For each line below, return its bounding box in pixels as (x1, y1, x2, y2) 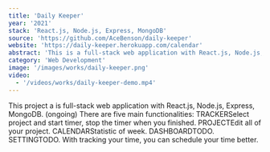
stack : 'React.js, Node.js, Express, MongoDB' (8, 26, 167, 34)
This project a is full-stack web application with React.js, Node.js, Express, (8, 101, 256, 110)
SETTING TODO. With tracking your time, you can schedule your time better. (8, 134, 259, 144)
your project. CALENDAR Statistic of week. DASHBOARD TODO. (8, 126, 215, 136)
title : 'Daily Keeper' (8, 11, 84, 20)
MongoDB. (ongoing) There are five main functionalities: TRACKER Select (8, 109, 250, 118)
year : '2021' (8, 19, 52, 27)
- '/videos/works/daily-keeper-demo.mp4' (15, 78, 157, 86)
